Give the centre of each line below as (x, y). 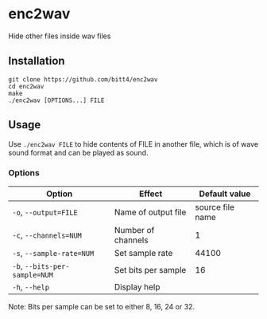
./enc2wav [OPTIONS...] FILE (56, 100)
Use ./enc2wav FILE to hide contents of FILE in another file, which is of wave (133, 144)
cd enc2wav (26, 86)
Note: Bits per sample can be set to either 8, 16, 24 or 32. (102, 306)
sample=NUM (33, 275)
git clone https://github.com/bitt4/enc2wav (83, 79)
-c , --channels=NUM (47, 234)
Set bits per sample (150, 270)
